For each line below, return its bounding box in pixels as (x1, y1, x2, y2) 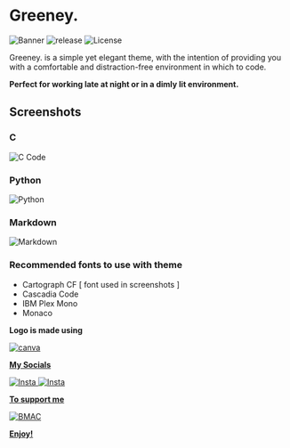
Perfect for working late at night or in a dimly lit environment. (9, 78, 239, 89)
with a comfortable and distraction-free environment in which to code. (9, 61, 267, 72)
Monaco (21, 307, 53, 318)
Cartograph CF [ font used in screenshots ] (21, 279, 181, 289)
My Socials (9, 359, 52, 370)
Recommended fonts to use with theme (9, 259, 183, 272)
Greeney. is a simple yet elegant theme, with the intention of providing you (9, 52, 282, 62)
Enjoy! (9, 428, 34, 439)
